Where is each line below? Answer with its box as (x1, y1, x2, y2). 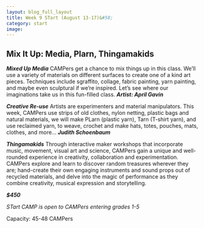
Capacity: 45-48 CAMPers (6, 215, 73, 222)
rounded (6, 153, 28, 161)
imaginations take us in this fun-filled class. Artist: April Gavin (6, 91, 164, 98)
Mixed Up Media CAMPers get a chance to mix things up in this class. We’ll (6, 65, 196, 72)
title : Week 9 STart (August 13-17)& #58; (6, 15, 114, 21)
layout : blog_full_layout (6, 9, 72, 15)
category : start (6, 20, 48, 26)
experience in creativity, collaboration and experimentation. (29, 153, 179, 161)
